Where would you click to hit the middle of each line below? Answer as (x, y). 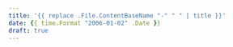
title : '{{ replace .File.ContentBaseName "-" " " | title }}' (117, 16)
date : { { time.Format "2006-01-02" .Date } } (85, 23)
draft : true (28, 30)
